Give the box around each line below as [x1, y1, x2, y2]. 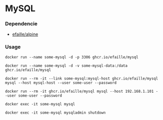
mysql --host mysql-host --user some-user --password [5, 80, 117, 85]
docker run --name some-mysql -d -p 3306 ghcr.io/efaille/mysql [5, 55, 139, 60]
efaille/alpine [12, 31, 38, 37]
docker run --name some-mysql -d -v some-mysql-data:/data [5, 63, 128, 68]
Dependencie [5, 20, 38, 27]
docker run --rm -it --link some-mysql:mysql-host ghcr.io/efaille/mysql [5, 76, 159, 81]
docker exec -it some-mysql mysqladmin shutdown [5, 110, 106, 115]
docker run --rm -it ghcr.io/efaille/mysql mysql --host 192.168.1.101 [5, 89, 154, 94]
